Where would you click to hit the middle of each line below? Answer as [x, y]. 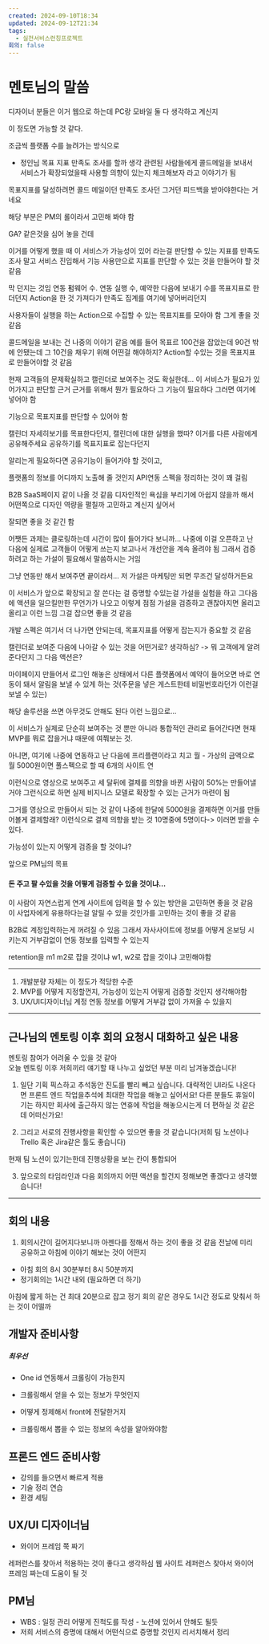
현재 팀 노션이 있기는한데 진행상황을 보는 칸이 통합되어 [93, 1159]
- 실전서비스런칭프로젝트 [49, 38]
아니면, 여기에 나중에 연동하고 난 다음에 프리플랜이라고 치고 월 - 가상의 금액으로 [131, 756]
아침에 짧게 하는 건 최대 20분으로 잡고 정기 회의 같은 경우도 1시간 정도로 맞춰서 [130, 1296]
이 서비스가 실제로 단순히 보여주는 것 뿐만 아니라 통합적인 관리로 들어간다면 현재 [132, 729]
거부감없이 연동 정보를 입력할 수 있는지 [89, 940]
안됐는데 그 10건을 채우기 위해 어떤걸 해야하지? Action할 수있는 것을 [122, 352]
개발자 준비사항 [44, 1334]
